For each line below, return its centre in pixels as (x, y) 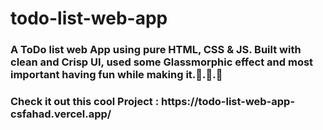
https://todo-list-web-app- (228, 102)
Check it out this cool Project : (85, 102)
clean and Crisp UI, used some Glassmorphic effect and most (162, 62)
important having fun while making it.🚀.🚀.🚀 (116, 75)
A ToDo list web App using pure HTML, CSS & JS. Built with (156, 50)
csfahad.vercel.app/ (61, 114)
